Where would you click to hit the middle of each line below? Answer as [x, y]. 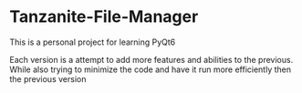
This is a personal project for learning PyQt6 [93, 42]
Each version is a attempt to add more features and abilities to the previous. [151, 59]
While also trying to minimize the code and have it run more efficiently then [151, 69]
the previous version [48, 78]
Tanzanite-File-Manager [104, 17]
